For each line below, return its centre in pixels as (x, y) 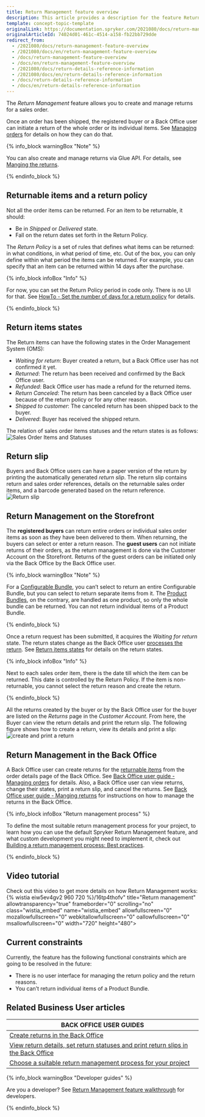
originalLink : (24, 29)
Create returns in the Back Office (56, 1035)
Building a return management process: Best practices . (76, 845)
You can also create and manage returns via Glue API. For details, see (94, 158)
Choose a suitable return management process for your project (100, 1063)
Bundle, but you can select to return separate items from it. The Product (97, 593)
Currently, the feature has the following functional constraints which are (96, 957)
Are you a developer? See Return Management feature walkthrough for (95, 1090)
